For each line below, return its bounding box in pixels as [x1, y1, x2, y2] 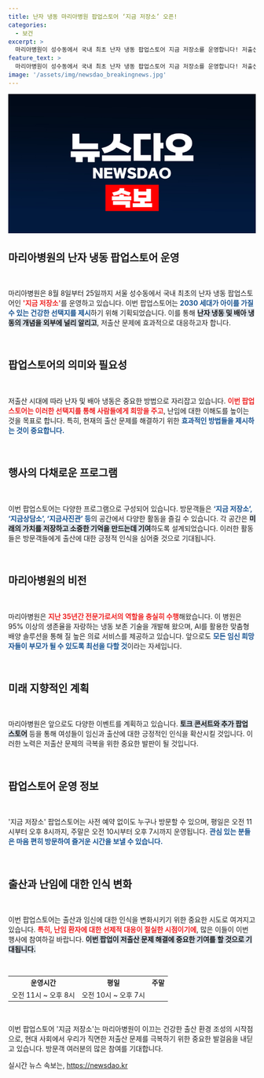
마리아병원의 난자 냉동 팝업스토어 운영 [8, 250, 180, 264]
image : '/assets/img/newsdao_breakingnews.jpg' [8, 71, 167, 79]
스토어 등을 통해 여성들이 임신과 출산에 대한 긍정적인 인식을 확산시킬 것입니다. [8, 729, 245, 739]
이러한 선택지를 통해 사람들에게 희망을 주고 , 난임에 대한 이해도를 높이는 [35, 406, 250, 415]
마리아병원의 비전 [8, 574, 87, 587]
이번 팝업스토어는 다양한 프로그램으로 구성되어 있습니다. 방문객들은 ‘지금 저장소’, [8, 504, 253, 513]
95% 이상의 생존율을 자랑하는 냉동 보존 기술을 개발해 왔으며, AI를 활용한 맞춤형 [8, 621, 250, 631]
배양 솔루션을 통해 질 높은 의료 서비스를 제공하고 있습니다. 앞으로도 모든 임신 [8, 631, 240, 641]
